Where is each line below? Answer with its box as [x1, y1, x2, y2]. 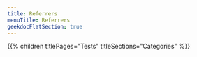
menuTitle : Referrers [7, 17, 71, 24]
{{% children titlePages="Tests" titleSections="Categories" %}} [7, 42, 191, 51]
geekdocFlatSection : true [7, 23, 82, 30]
